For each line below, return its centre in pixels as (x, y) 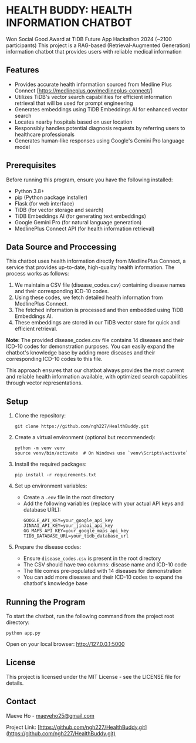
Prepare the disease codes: (48, 547)
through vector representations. (45, 383)
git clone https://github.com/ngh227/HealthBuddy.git (82, 427)
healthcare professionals (45, 134)
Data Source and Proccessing (61, 247)
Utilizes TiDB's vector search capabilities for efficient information (93, 97)
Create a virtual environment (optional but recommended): (85, 437)
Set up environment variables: (51, 486)
